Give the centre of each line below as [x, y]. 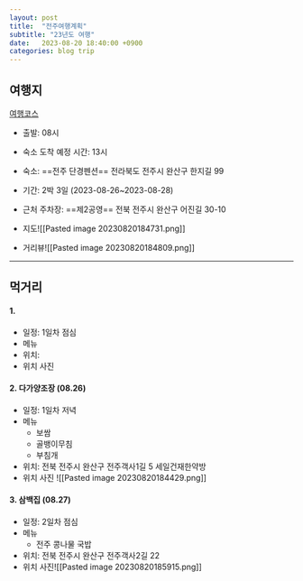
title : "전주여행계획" [48, 26]
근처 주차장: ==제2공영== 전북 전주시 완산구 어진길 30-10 [124, 209]
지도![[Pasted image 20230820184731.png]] [104, 228]
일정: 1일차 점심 [49, 332]
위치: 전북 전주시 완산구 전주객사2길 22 [91, 555]
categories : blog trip [52, 51]
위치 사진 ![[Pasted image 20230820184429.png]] [115, 477]
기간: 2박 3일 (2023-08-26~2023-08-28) [98, 189]
